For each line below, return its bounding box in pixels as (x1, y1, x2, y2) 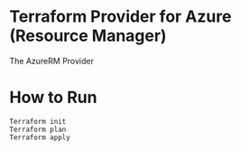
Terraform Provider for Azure (9, 6, 232, 27)
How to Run (9, 88, 97, 108)
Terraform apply (9, 133, 70, 142)
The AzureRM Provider (9, 55, 95, 66)
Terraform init (9, 117, 67, 126)
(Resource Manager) (9, 25, 167, 46)
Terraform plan (9, 125, 67, 134)
